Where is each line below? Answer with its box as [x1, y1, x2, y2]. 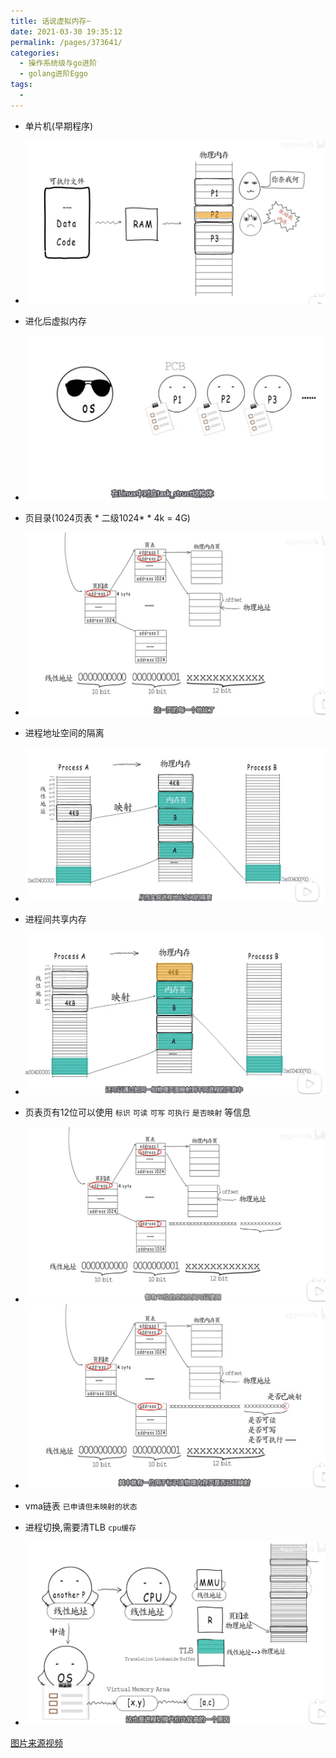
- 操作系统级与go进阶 [19, 58, 98, 69]
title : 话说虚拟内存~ [10, 16, 92, 26]
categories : [10, 48, 60, 58]
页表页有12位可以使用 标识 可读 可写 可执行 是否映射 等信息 [24, 1106, 252, 1119]
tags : [10, 80, 33, 90]
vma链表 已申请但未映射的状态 [24, 1500, 138, 1512]
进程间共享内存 [24, 913, 87, 925]
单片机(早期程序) [24, 120, 94, 132]
